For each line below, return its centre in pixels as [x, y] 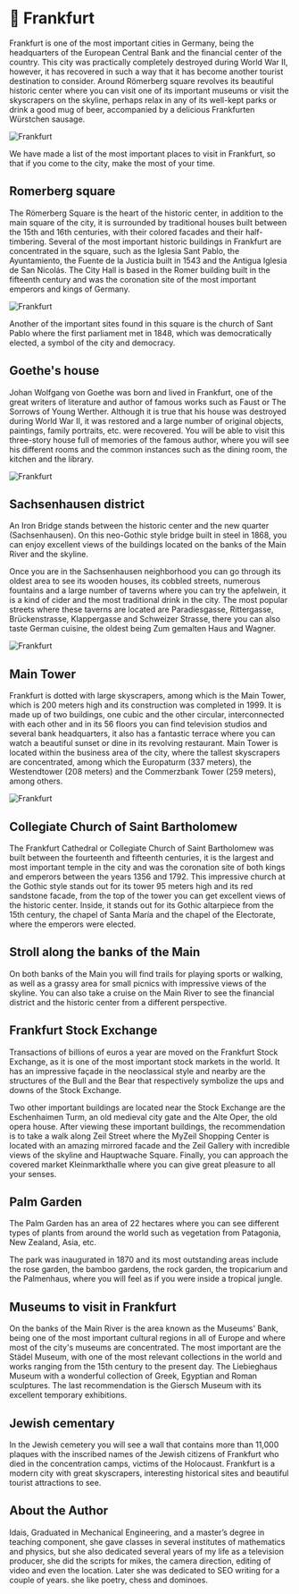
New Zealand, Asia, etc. [53, 1242]
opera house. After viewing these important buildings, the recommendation [147, 1126]
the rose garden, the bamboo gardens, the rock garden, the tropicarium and [149, 1269]
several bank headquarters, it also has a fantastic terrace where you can [142, 733]
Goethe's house [54, 371]
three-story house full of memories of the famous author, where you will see [149, 440]
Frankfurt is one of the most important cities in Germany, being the [132, 43]
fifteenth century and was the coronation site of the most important [133, 279]
